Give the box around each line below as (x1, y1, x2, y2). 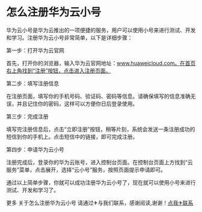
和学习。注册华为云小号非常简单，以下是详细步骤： (6, 34, 133, 41)
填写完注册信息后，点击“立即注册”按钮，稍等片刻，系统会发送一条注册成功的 (6, 126, 195, 133)
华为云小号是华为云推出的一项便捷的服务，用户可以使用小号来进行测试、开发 (6, 26, 196, 34)
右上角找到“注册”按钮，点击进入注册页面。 (6, 67, 111, 74)
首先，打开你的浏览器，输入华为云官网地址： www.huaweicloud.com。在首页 (6, 59, 196, 67)
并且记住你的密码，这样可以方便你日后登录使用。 (16, 100, 138, 107)
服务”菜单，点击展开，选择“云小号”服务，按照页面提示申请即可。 (6, 166, 167, 173)
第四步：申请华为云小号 (6, 145, 64, 153)
